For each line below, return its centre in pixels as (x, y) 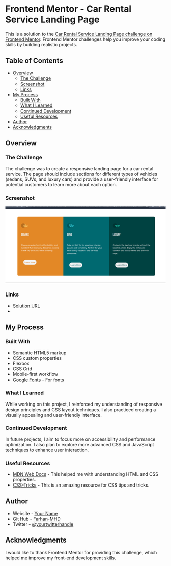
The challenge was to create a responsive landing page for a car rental (79, 169)
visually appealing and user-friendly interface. (53, 415)
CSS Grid (22, 369)
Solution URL (26, 306)
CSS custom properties (37, 358)
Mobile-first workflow (35, 374)
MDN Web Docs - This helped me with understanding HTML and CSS (85, 474)
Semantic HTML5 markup (39, 353)
